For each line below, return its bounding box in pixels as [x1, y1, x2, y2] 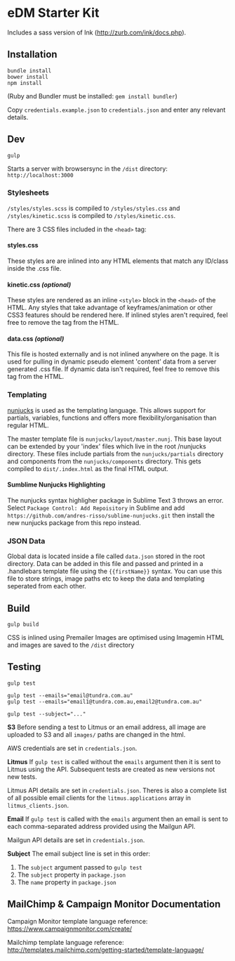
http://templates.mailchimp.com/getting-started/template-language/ [7, 946, 204, 954]
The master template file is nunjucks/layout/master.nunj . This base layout [7, 434, 222, 443]
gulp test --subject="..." [7, 710, 86, 718]
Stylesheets [7, 188, 50, 198]
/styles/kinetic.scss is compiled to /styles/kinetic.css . [7, 211, 176, 219]
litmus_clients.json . [7, 801, 69, 809]
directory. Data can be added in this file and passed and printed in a [7, 560, 203, 568]
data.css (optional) [7, 334, 65, 342]
